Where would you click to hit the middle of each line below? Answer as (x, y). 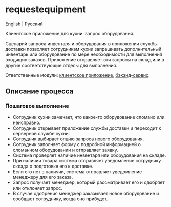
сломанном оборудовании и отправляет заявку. (66, 150)
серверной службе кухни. (41, 133)
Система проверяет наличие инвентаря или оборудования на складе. (89, 155)
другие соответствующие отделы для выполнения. (61, 65)
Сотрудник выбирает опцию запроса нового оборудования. (78, 139)
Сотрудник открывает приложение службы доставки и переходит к (87, 128)
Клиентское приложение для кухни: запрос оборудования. (70, 33)
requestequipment (46, 9)
